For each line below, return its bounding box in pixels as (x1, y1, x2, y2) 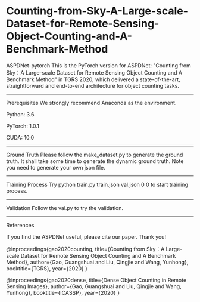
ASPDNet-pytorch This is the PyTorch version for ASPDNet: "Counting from (6, 61, 192, 69)
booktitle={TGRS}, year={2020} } (6, 264, 88, 272)
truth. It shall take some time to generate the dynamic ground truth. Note (6, 157, 184, 165)
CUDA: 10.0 (6, 134, 35, 141)
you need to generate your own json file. (6, 164, 105, 171)
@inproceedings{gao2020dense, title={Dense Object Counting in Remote (6, 276, 187, 283)
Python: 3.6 (6, 110, 35, 118)
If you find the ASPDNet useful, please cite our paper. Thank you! (6, 233, 167, 240)
